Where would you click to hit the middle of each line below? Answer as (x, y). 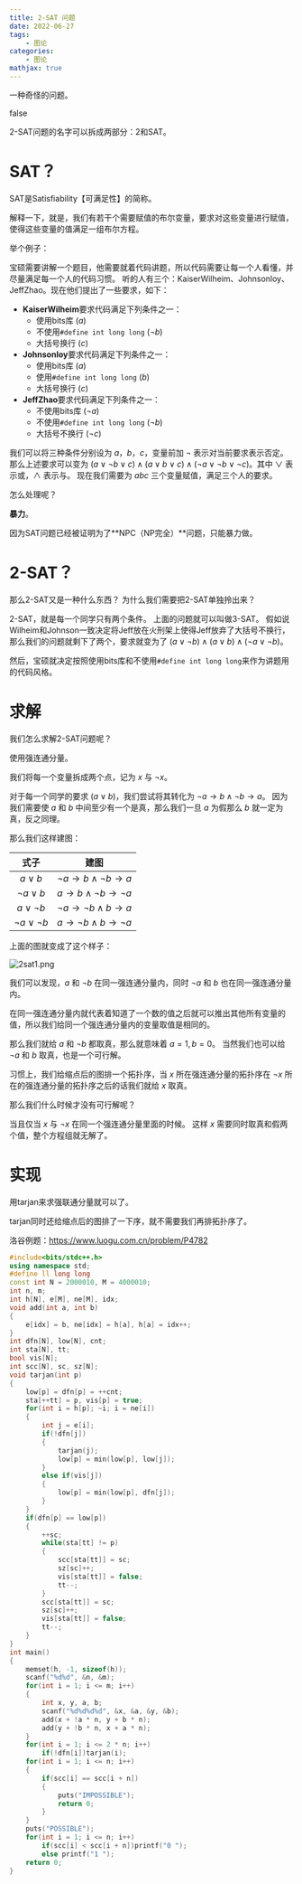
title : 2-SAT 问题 (42, 18)
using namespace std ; (50, 1266)
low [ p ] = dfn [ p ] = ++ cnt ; (74, 1392)
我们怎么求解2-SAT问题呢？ (61, 739)
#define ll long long (50, 1274)
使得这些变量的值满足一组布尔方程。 (77, 229)
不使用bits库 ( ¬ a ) (68, 410)
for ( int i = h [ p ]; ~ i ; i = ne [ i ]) (90, 1408)
